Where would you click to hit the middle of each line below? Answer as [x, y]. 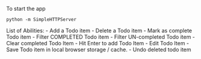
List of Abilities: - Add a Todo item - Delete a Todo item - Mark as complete [99, 30]
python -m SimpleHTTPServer [42, 20]
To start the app [26, 9]
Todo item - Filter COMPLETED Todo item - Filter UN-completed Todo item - [101, 37]
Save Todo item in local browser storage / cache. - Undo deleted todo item [99, 49]
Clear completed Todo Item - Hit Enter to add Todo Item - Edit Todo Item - [98, 43]
